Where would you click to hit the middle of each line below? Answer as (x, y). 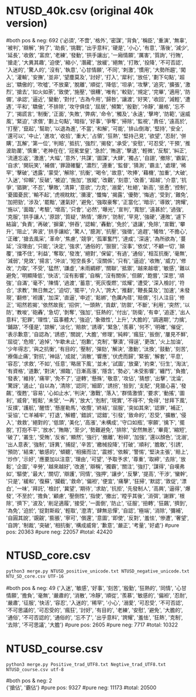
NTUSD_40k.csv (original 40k (80, 11)
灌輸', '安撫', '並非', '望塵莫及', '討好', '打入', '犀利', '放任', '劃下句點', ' (98, 77)
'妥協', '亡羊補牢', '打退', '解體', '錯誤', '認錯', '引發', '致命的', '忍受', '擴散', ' (94, 415)
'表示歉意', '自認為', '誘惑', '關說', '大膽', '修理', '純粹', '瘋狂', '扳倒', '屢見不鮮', (97, 334)
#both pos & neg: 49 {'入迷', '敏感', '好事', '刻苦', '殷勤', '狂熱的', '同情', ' (91, 588)
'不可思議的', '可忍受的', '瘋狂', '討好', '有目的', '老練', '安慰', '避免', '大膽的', (94, 610)
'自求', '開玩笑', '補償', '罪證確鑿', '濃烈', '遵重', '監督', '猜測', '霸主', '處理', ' (94, 165)
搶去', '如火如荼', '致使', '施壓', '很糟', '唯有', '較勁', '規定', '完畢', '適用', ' (101, 92)
